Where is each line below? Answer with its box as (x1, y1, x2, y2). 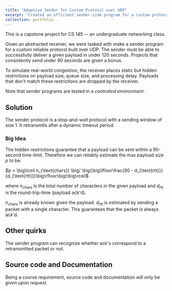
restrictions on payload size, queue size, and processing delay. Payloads (5, 73, 159, 79)
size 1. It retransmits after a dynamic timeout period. (5, 122, 115, 128)
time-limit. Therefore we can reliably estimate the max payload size (22, 152, 164, 158)
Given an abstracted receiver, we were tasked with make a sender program (5, 41, 164, 47)
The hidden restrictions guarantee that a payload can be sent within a (5, 147, 152, 153)
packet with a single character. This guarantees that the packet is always (5, 206, 159, 212)
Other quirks (5, 226, 47, 235)
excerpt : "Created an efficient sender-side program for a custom (5, 12, 150, 17)
